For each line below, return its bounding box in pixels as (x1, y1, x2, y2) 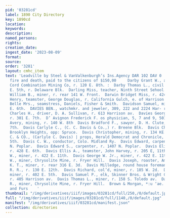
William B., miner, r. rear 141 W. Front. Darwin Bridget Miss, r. (10, 92, 157, 97)
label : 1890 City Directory (5, 12, 65, 17)
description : (5, 31, 33, 36)
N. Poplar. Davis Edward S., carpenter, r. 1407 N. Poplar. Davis (10, 144, 157, 149)
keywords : (5, 26, 26, 31)
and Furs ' (10, 186, 39, 191)
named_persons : (5, 36, 37, 41)
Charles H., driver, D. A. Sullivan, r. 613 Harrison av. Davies (10, 111, 153, 116)
